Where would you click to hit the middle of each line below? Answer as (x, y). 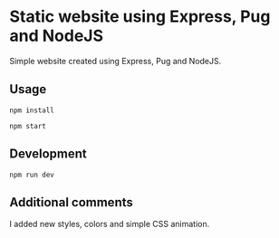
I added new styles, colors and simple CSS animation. (110, 224)
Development (48, 154)
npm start (28, 126)
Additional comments (71, 202)
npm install (32, 110)
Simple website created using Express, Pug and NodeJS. (115, 61)
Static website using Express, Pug (140, 17)
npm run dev (32, 175)
